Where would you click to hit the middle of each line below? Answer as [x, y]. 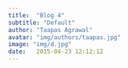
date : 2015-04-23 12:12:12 [56, 52]
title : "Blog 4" [37, 15]
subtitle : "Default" [42, 23]
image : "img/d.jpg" [40, 45]
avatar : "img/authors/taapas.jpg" [65, 37]
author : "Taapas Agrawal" [50, 30]
